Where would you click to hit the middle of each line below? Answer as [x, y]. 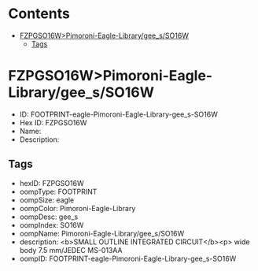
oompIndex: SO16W [52, 225]
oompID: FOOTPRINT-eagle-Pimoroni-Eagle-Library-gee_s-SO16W [128, 258]
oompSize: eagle [47, 200]
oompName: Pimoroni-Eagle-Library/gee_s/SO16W [102, 233]
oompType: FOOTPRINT [58, 191]
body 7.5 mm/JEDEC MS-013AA [71, 250]
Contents [39, 14]
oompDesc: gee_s [49, 217]
